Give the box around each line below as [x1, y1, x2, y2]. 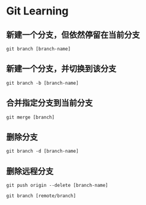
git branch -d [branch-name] [6, 148, 79, 155]
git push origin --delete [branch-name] [6, 182, 109, 189]
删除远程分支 [6, 166, 54, 176]
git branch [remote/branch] [6, 193, 77, 199]
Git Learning [6, 4, 69, 18]
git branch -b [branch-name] [6, 80, 79, 86]
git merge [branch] [6, 114, 55, 120]
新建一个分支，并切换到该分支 [6, 64, 117, 74]
